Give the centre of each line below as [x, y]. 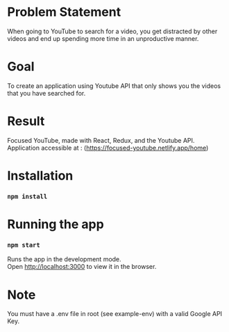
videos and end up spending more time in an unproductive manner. [103, 38]
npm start [24, 245]
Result [26, 121]
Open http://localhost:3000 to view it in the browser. [82, 267]
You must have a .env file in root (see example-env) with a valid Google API [115, 314]
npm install [27, 196]
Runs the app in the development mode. [64, 259]
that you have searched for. [46, 93]
